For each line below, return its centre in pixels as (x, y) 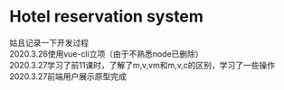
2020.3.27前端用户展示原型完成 (68, 76)
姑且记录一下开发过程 (49, 42)
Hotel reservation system (106, 17)
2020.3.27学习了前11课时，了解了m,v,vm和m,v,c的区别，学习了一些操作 (142, 65)
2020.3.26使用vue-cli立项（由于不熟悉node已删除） (106, 54)
